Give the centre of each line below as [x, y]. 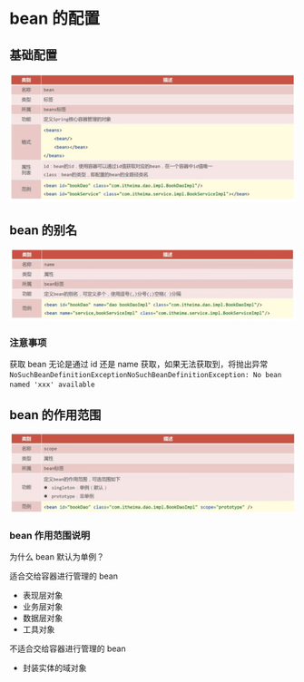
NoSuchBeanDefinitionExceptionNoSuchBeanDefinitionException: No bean [146, 375]
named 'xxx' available [52, 385]
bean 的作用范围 [55, 415]
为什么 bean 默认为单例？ [57, 557]
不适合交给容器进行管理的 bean [68, 648]
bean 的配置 [54, 19]
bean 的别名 [44, 230]
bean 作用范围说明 [50, 535]
